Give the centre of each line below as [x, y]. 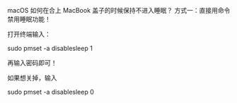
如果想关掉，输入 [32, 78]
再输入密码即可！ [32, 63]
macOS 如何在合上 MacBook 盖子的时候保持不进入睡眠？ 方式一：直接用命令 [119, 10]
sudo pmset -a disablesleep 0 [51, 92]
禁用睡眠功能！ [29, 19]
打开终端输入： [29, 34]
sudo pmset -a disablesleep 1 [50, 48]
